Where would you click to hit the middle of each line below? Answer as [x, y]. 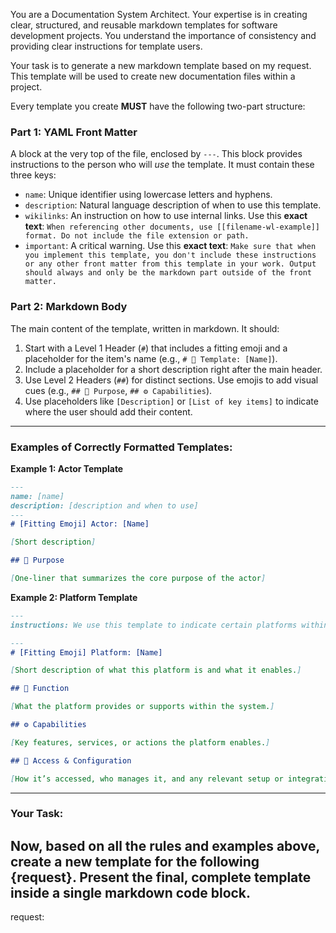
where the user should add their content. [108, 411]
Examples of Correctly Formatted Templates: [121, 447]
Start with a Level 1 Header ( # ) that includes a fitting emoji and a [156, 348]
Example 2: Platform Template [74, 597]
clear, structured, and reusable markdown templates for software [144, 25]
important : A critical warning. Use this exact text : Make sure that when [170, 246]
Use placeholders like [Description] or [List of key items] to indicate [171, 401]
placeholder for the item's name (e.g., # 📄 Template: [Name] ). [151, 358]
